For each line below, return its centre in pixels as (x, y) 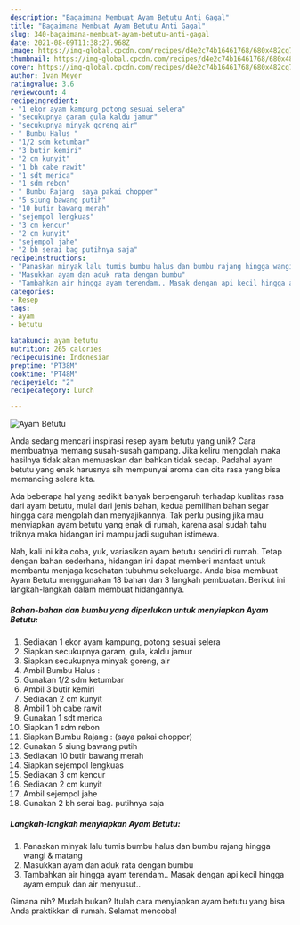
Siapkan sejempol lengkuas (73, 765)
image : (22, 51)
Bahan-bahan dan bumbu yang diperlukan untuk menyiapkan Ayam (139, 610)
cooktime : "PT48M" (44, 374)
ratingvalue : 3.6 (42, 84)
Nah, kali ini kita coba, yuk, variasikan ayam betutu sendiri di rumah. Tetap (146, 552)
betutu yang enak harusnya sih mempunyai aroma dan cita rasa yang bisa (145, 470)
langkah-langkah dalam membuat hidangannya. (97, 589)
